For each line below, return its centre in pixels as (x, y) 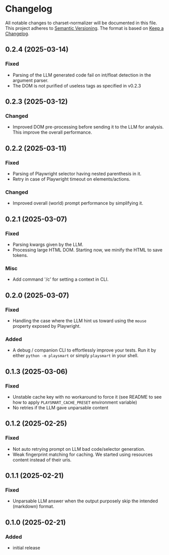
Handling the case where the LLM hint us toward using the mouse (79, 321)
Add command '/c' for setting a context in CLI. (61, 279)
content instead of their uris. (42, 460)
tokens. (20, 255)
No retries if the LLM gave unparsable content (60, 407)
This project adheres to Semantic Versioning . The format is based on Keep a (84, 28)
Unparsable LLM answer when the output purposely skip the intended (85, 501)
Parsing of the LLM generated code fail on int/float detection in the (82, 75)
